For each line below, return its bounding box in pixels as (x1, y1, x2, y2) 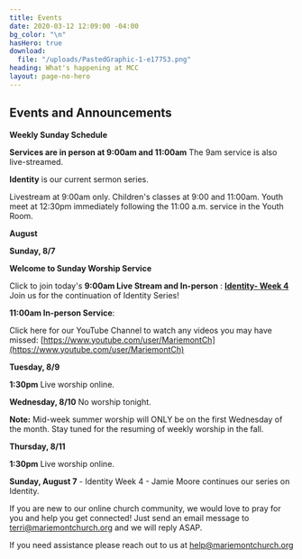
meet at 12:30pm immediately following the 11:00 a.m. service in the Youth (9, 200, 284, 212)
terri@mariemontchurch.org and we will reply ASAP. (9, 522, 203, 533)
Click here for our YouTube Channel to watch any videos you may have (9, 325, 273, 335)
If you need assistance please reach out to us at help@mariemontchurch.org (9, 539, 294, 550)
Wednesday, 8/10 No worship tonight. (9, 396, 151, 407)
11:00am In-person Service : (9, 307, 115, 318)
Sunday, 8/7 (9, 245, 56, 256)
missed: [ (9, 334, 44, 345)
